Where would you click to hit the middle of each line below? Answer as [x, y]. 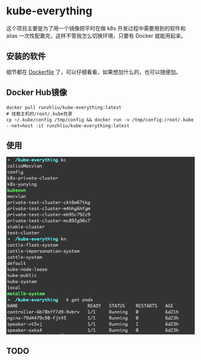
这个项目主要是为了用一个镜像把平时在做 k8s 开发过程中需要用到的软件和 [96, 28]
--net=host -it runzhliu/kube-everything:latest [68, 126]
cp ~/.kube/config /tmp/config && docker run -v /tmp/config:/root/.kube [100, 120]
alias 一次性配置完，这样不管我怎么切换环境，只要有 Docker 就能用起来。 [96, 36]
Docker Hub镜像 [37, 93]
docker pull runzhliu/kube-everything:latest [64, 107]
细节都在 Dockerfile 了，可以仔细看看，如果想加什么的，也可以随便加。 [94, 72]
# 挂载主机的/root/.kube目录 [39, 114]
